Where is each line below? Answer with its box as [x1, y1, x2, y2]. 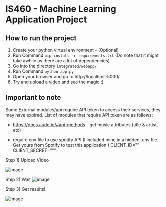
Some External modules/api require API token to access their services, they [5, 106, 161, 113]
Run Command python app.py [12, 68, 74, 74]
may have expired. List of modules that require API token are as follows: [5, 112, 153, 118]
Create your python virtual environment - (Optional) [12, 47, 119, 53]
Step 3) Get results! [5, 186, 46, 192]
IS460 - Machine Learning [5, 3, 116, 15]
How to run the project [5, 34, 77, 42]
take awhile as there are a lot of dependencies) [12, 58, 110, 63]
